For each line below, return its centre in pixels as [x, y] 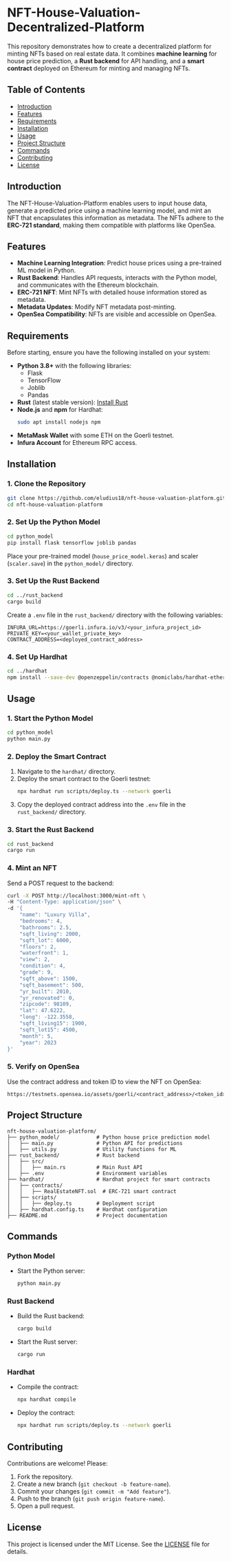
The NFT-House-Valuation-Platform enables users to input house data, [107, 203]
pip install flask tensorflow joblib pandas [72, 543]
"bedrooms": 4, [41, 921]
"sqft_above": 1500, [49, 979]
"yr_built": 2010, [46, 992]
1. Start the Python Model [50, 718]
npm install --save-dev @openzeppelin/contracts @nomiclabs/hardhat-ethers [118, 677]
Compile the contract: [48, 1387]
